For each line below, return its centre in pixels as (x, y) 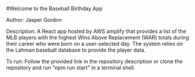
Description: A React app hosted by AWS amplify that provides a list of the (96, 31)
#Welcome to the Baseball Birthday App (54, 9)
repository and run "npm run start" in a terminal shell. (71, 68)
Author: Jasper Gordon (34, 20)
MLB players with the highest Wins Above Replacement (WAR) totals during (98, 37)
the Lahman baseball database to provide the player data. (76, 50)
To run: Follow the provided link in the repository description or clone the (94, 61)
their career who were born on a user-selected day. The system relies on (95, 44)
